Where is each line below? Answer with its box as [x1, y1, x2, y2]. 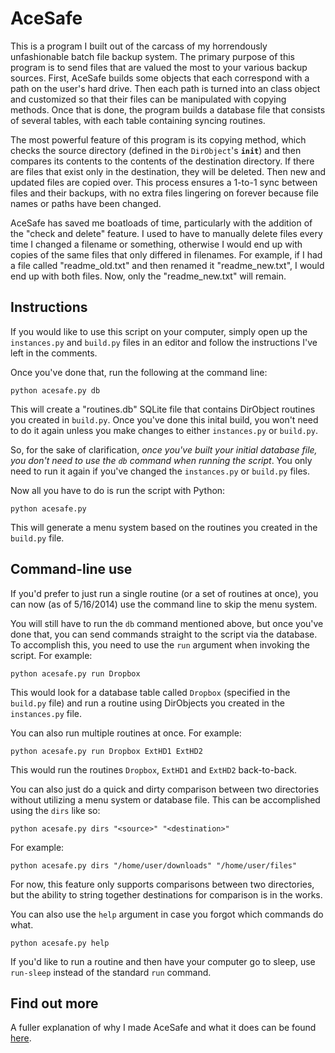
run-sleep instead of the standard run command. [10, 966, 212, 978]
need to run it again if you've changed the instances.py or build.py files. [10, 465, 310, 477]
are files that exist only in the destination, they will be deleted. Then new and [10, 165, 326, 177]
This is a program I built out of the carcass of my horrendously [10, 40, 268, 52]
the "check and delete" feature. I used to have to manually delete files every [10, 227, 323, 239]
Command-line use [10, 561, 133, 578]
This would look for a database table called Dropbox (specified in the [10, 686, 291, 698]
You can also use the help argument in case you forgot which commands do [10, 908, 324, 920]
